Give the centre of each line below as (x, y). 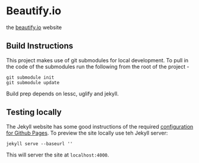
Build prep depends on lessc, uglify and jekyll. (62, 94)
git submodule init (30, 77)
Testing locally (34, 112)
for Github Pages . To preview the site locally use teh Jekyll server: (87, 133)
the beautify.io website (34, 27)
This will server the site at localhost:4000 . (58, 155)
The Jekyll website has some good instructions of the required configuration (100, 126)
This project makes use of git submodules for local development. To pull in (97, 60)
